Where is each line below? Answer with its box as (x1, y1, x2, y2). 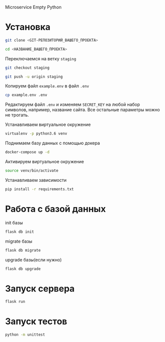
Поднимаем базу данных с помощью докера (5, 140, 100, 146)
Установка (5, 22, 51, 33)
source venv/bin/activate (5, 168, 58, 173)
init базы (5, 219, 23, 225)
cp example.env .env (5, 92, 48, 98)
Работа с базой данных (5, 204, 106, 214)
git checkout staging (5, 65, 50, 70)
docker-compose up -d (5, 150, 50, 155)
